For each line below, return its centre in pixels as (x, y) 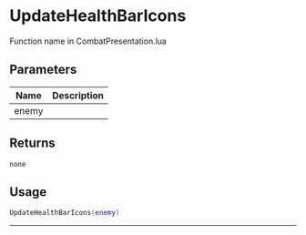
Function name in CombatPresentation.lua (88, 41)
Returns (33, 143)
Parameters (43, 70)
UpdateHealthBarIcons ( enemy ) (65, 213)
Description (78, 95)
